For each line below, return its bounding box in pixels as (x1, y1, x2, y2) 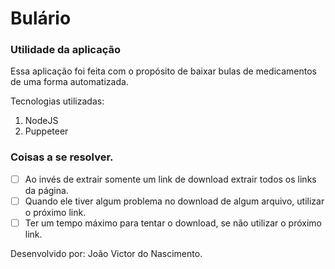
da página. (24, 184, 69, 196)
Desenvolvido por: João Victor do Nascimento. (10, 247, 203, 259)
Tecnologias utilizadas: (10, 95, 105, 107)
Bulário (10, 7, 72, 30)
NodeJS (24, 115, 59, 127)
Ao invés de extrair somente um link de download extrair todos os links (24, 173, 317, 185)
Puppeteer (24, 125, 69, 137)
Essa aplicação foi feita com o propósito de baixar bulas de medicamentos (10, 65, 318, 77)
